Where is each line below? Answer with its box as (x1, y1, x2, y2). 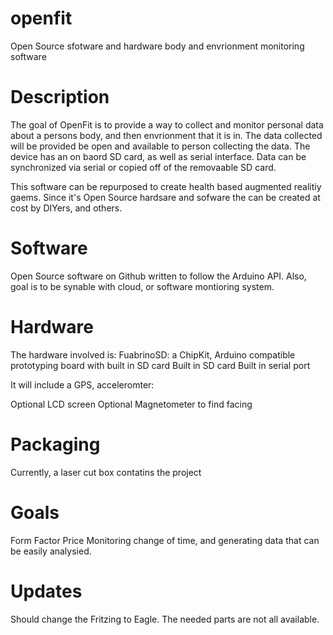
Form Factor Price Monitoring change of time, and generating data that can (10, 534, 320, 546)
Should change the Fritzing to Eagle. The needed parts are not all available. (10, 613, 320, 625)
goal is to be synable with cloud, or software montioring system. (10, 280, 275, 292)
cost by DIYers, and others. (10, 202, 123, 214)
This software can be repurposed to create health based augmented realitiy (10, 180, 322, 192)
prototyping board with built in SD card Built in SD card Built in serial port (10, 359, 311, 371)
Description (10, 86, 110, 109)
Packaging (10, 433, 101, 456)
